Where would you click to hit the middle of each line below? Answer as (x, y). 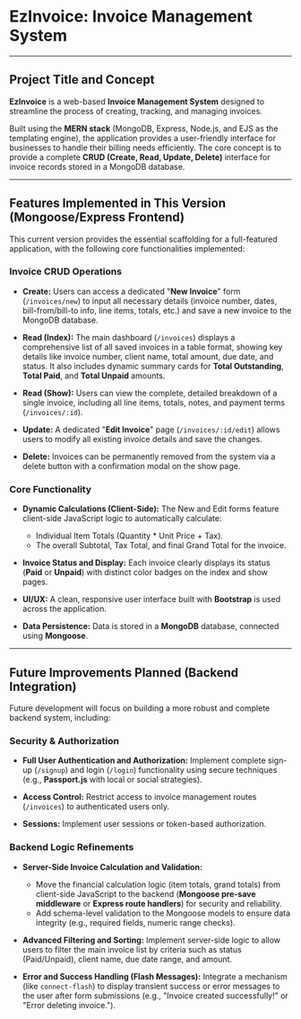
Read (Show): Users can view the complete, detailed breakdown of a (150, 393)
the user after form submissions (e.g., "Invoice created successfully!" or (155, 996)
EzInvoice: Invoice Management (131, 17)
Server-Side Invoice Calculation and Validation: (112, 867)
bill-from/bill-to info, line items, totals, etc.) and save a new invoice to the (157, 310)
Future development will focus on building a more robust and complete (140, 708)
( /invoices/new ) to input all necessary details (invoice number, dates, (150, 301)
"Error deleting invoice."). (69, 1005)
